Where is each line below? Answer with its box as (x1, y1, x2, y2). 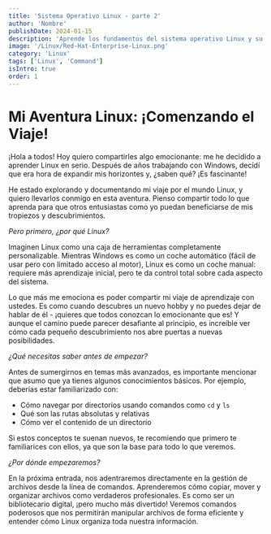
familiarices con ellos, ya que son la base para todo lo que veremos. (8, 441, 236, 451)
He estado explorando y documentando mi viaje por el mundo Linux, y (8, 185, 243, 194)
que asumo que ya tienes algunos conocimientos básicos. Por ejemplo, (8, 376, 247, 385)
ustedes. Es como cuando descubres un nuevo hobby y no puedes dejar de (8, 301, 261, 310)
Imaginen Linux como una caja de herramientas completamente (8, 241, 222, 252)
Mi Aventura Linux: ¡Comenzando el (8, 107, 255, 126)
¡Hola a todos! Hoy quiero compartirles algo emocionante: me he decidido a (8, 151, 261, 161)
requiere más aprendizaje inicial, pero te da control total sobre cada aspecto (8, 267, 264, 277)
